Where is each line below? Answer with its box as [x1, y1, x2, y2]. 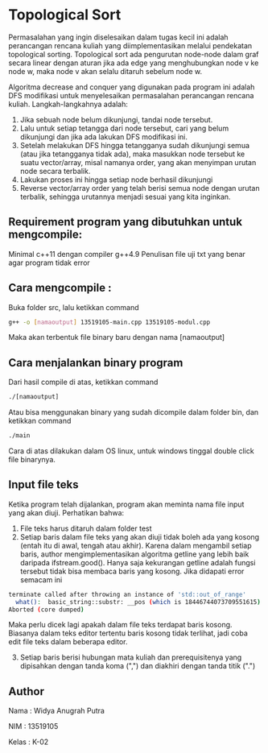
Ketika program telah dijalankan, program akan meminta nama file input [8, 499, 245, 509]
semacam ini [19, 574, 63, 585]
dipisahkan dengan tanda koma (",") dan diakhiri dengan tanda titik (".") [19, 661, 256, 671]
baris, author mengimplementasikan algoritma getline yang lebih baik [19, 549, 249, 559]
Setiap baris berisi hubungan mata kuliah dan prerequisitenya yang [19, 652, 242, 662]
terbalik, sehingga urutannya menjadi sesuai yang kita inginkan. [19, 192, 231, 201]
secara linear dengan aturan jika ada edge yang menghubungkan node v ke [8, 58, 259, 68]
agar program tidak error [8, 258, 90, 267]
